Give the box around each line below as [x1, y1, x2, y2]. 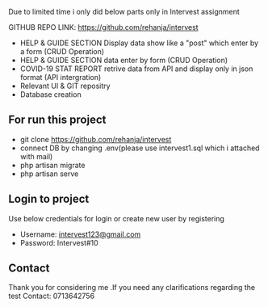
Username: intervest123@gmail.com [19, 229, 141, 239]
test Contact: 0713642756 [8, 291, 95, 301]
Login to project [8, 192, 90, 206]
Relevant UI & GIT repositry [19, 81, 111, 90]
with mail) [19, 151, 53, 161]
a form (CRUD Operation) [19, 47, 105, 56]
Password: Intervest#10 [19, 238, 98, 247]
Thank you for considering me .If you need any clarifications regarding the [8, 283, 256, 292]
